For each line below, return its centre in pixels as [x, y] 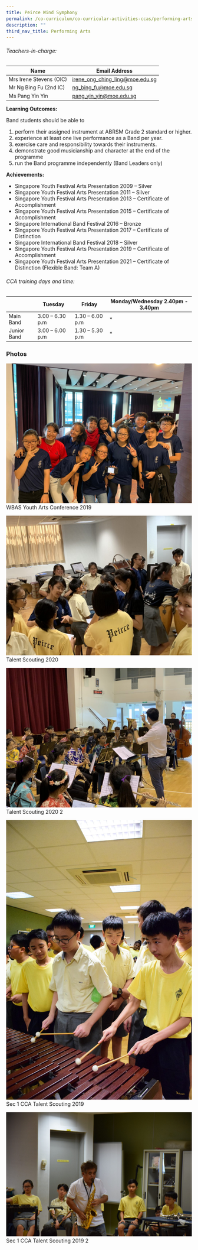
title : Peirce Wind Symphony [42, 12]
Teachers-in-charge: [32, 51]
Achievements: [25, 175]
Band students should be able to [45, 121]
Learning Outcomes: [32, 109]
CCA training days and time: [40, 281]
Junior [16, 330]
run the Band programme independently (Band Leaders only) [89, 163]
